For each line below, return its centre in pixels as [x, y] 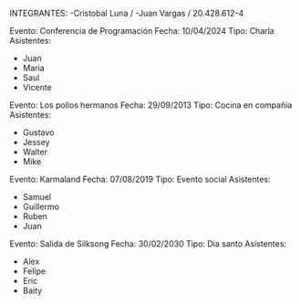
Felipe [34, 271]
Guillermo [41, 206]
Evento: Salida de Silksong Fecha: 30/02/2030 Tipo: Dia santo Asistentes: [148, 244]
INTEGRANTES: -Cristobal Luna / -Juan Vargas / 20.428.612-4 [127, 13]
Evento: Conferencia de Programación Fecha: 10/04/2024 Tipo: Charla [142, 31]
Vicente [37, 87]
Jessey [36, 142]
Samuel [37, 197]
